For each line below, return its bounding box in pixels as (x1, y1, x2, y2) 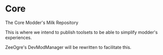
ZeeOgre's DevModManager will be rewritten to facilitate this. (5, 44, 132, 50)
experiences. (5, 34, 32, 40)
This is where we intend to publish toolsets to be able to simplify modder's (5, 29, 158, 35)
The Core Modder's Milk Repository (5, 19, 79, 25)
